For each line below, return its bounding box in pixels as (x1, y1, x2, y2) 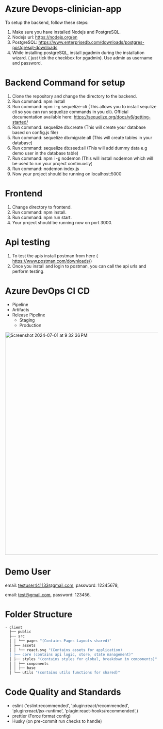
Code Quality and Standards (5, 687, 121, 698)
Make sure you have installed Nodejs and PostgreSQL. (12, 29, 121, 35)
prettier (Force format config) (12, 713, 71, 719)
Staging (19, 317, 35, 323)
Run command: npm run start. (12, 214, 72, 220)
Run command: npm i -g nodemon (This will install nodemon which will (12, 155, 154, 161)
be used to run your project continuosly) (12, 160, 93, 166)
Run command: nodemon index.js (12, 166, 79, 172)
